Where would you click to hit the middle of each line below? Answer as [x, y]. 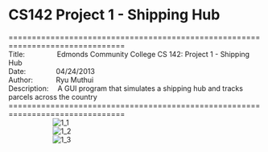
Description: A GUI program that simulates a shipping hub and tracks [126, 88]
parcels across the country [53, 97]
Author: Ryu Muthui [51, 80]
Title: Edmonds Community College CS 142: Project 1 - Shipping [129, 54]
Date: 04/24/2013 [52, 71]
